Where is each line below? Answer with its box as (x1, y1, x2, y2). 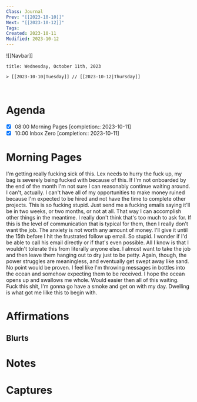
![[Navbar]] (6, 52, 34, 59)
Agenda (6, 104, 45, 117)
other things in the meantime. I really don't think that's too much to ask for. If (6, 214, 192, 221)
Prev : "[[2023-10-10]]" (6, 14, 65, 20)
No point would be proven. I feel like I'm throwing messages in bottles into (6, 264, 185, 271)
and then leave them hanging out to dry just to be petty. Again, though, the (6, 251, 187, 258)
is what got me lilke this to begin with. (6, 289, 98, 296)
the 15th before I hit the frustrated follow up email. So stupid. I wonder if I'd (6, 233, 188, 240)
